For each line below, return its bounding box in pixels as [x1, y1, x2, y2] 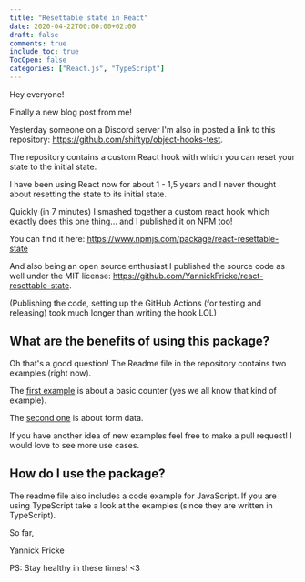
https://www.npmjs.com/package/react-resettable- [86, 233, 280, 244]
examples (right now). [9, 367, 92, 378]
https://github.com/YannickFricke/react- [112, 270, 264, 281]
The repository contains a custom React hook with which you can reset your [9, 151, 296, 162]
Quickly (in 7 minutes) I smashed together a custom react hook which [9, 206, 270, 216]
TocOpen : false [9, 55, 67, 65]
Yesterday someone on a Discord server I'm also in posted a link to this [9, 124, 276, 135]
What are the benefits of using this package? [9, 334, 270, 349]
